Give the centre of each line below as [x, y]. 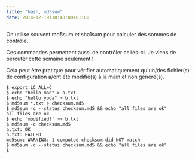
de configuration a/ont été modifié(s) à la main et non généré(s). [85, 77]
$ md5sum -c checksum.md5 [38, 124]
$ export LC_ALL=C [29, 87]
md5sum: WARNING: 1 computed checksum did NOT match [73, 140]
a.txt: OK [19, 129]
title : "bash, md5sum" [34, 12]
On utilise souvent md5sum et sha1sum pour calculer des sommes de [92, 34]
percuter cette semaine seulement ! [50, 59]
